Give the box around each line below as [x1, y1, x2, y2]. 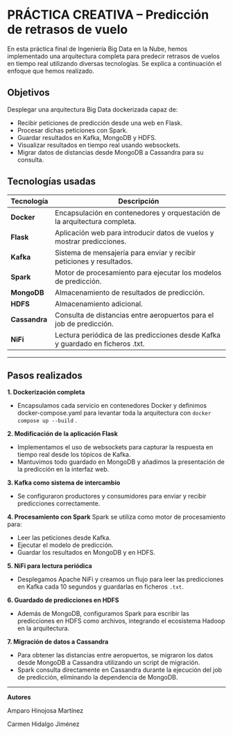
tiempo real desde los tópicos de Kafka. [17, 451, 131, 459]
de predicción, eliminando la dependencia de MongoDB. [17, 673, 178, 682]
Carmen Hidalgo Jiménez [7, 720, 80, 728]
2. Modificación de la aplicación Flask [7, 430, 118, 438]
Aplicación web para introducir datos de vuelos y [55, 227, 214, 237]
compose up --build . [17, 416, 78, 424]
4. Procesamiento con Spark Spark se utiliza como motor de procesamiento [7, 513, 226, 521]
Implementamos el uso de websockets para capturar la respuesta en [17, 443, 214, 451]
